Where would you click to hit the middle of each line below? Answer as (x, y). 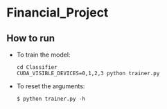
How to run (31, 38)
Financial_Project (58, 13)
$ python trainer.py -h (51, 99)
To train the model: (43, 54)
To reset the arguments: (51, 86)
